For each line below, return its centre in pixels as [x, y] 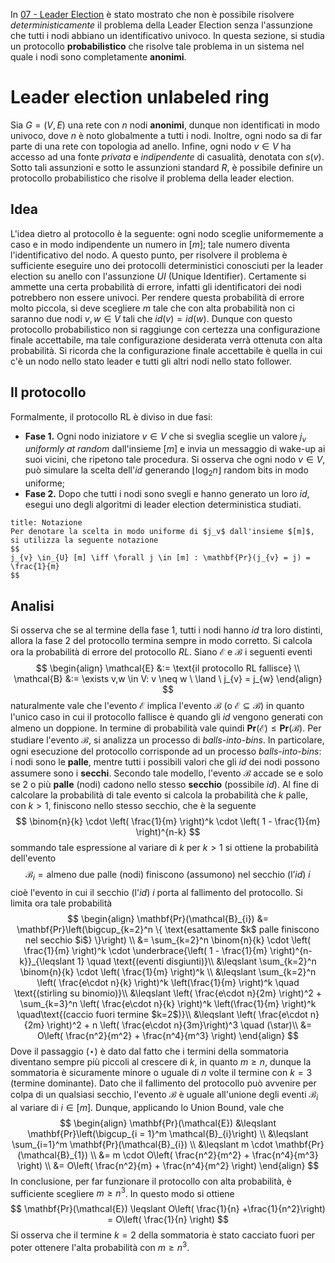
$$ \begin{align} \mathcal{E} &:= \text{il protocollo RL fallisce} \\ [168, 668]
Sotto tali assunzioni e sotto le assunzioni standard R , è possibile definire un [166, 167]
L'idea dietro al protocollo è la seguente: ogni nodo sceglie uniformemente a [167, 233]
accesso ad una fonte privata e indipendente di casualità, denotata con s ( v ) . [167, 156]
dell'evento [33, 858]
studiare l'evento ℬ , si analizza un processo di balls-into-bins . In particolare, [167, 740]
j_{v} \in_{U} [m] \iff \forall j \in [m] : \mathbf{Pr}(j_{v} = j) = [160, 558]
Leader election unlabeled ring [140, 97]
